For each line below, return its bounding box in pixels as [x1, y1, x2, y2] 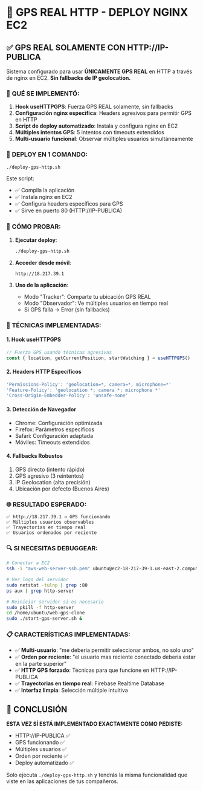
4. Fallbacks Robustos [6, 452, 63, 460]
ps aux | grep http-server [6, 588, 74, 594]
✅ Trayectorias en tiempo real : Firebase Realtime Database [14, 680, 164, 687]
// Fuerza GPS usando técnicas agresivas [6, 349, 112, 356]
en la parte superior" [14, 660, 67, 667]
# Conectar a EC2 [6, 560, 50, 566]
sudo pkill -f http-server [6, 604, 74, 610]
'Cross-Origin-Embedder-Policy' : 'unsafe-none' [6, 392, 129, 399]
